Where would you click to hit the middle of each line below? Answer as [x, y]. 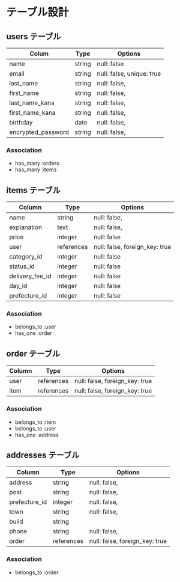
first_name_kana [32, 113]
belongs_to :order [37, 572]
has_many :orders [37, 164]
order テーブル [33, 353]
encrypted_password [39, 132]
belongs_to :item [35, 422]
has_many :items [36, 170]
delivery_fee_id [30, 276]
